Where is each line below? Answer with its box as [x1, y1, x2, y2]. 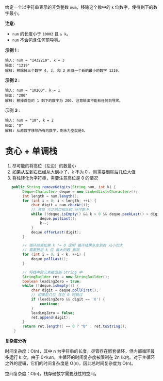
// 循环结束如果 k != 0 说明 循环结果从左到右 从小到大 [22, 243, 123, 248]
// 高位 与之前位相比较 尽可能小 [31, 207, 89, 212]
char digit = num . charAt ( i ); [31, 203, 90, 208]
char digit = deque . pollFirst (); [31, 288, 98, 293]
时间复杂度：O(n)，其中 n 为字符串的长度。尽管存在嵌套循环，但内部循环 [5, 348, 151, 354]
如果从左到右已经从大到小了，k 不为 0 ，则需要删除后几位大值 [12, 169, 136, 175]
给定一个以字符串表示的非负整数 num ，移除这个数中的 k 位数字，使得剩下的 [5, 4, 154, 10]
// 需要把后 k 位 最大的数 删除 [22, 248, 80, 252]
